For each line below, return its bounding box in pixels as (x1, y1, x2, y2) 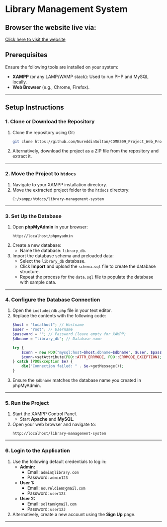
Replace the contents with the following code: (12, 313, 106, 319)
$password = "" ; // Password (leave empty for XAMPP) (12, 332, 126, 337)
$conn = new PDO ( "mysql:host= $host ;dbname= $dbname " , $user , (21, 350, 149, 355)
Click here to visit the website (5, 36, 66, 42)
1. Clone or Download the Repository (5, 118, 95, 125)
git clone (12, 139, 33, 144)
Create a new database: (12, 242, 62, 248)
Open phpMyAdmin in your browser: (12, 224, 88, 229)
